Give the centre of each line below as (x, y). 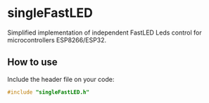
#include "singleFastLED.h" (49, 92)
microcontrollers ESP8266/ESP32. (57, 40)
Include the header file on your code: (61, 79)
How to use (32, 62)
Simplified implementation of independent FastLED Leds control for (104, 32)
